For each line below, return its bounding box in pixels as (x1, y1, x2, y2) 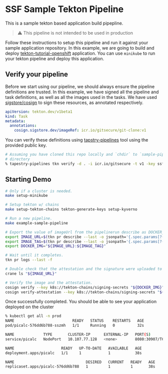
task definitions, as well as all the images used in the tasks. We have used (5, 94, 157, 100)
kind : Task (5, 114, 28, 119)
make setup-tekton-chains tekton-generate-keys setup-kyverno (5, 207, 137, 212)
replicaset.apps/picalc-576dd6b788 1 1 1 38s (5, 364, 155, 369)
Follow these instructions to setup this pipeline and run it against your (5, 39, 148, 46)
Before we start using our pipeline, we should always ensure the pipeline (5, 83, 155, 89)
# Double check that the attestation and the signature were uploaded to (5, 267, 162, 272)
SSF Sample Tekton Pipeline (5, 4, 124, 15)
